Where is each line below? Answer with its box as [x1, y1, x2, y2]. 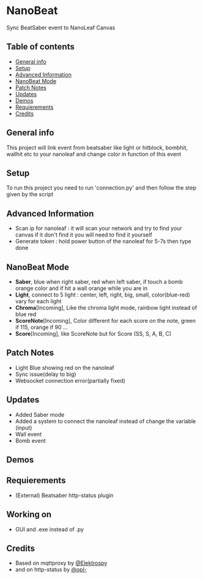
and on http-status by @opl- [15, 566, 87, 573]
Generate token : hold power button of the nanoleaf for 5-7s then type [15, 238, 191, 245]
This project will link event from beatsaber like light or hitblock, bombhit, [6, 144, 188, 151]
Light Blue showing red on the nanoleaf [15, 364, 114, 371]
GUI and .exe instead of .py [15, 525, 84, 533]
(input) [15, 424, 32, 431]
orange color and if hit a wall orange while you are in [15, 285, 148, 292]
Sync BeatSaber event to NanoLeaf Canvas [6, 24, 116, 31]
